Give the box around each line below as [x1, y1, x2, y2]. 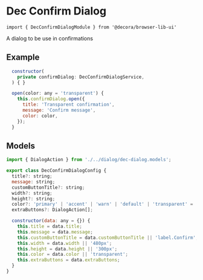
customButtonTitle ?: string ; [11, 184, 85, 191]
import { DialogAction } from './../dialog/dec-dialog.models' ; [6, 157, 172, 163]
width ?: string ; [11, 190, 53, 196]
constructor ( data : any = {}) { [11, 218, 91, 224]
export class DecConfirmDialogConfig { [6, 168, 107, 174]
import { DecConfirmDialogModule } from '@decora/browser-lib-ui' [6, 24, 177, 30]
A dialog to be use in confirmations [6, 34, 94, 42]
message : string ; [11, 179, 56, 185]
